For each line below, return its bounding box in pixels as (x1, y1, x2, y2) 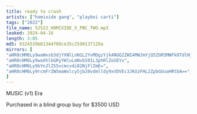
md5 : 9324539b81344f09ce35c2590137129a (6, 42, 104, 47)
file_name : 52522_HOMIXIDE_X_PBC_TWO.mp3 (6, 25, 109, 31)
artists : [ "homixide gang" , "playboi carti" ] (6, 14, 119, 20)
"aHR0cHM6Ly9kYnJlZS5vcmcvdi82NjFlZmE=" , (6, 63, 109, 69)
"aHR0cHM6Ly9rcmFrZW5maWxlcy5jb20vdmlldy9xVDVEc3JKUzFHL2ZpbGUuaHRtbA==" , (6, 68, 193, 74)
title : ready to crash (6, 8, 62, 15)
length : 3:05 (6, 36, 38, 42)
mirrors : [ (6, 47, 33, 53)
